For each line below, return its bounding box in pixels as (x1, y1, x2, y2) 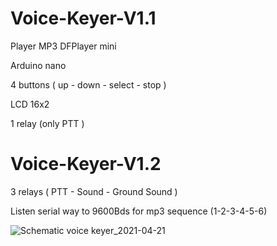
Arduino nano (10, 59, 67, 71)
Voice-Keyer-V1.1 (10, 7, 157, 30)
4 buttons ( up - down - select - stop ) (10, 78, 167, 91)
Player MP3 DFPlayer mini (10, 40, 117, 52)
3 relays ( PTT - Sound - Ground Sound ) (10, 185, 178, 197)
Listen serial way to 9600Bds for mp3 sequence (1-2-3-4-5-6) (10, 205, 268, 217)
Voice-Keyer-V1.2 (10, 153, 162, 176)
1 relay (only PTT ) (10, 117, 85, 129)
